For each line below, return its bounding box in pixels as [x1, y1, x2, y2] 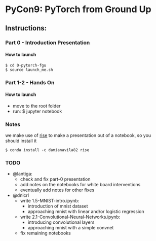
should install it [5, 138, 37, 144]
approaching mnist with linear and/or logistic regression [27, 209, 144, 215]
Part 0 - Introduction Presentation [5, 39, 90, 46]
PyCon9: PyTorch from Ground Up [5, 4, 151, 15]
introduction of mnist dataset [27, 203, 88, 209]
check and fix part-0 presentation [20, 176, 91, 182]
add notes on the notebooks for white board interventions [20, 182, 141, 188]
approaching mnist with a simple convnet [27, 225, 114, 231]
